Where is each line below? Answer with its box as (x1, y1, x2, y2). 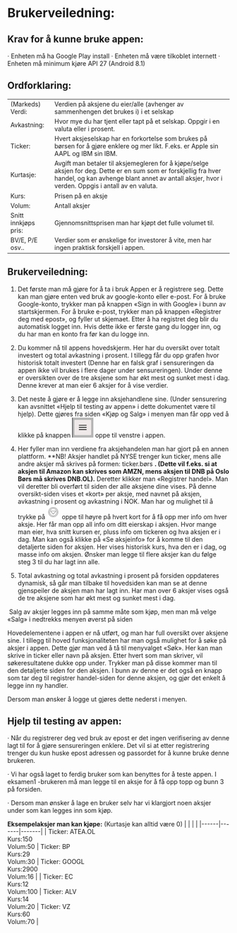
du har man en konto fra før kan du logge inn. (17, 330, 150, 338)
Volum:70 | (7, 917, 39, 926)
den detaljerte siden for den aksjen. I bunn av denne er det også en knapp (7, 666, 222, 675)
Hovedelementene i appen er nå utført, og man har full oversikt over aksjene (7, 629, 229, 637)
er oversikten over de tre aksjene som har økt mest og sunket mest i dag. (17, 373, 230, 382)
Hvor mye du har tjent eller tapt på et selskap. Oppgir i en (54, 117, 220, 125)
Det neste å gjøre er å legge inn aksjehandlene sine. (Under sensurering (17, 394, 227, 403)
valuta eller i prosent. (54, 124, 115, 133)
